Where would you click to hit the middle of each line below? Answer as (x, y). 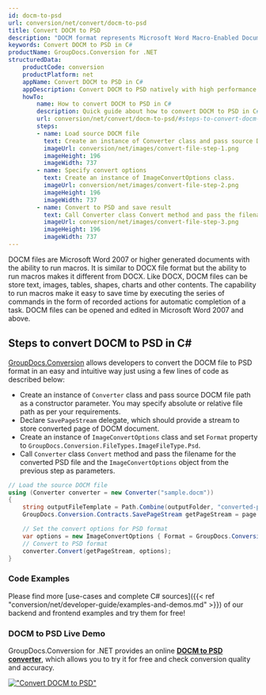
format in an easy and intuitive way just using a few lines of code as (119, 371)
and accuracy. (31, 668)
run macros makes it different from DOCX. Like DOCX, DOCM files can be (128, 276)
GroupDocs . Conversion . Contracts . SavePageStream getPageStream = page (140, 515)
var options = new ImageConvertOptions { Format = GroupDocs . (127, 536)
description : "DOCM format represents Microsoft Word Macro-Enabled (123, 38)
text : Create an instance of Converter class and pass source (148, 141)
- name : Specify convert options (92, 171)
